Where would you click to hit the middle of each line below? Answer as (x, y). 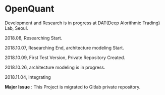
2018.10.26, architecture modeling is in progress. (55, 67)
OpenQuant (30, 9)
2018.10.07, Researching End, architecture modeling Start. (64, 47)
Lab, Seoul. (16, 28)
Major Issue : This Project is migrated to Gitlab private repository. (73, 87)
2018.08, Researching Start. (34, 38)
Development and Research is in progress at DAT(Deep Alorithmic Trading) (82, 23)
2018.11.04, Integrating (28, 77)
